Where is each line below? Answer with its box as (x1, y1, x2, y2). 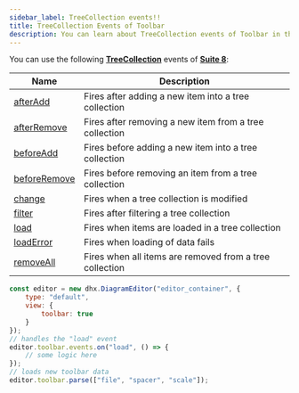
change (13, 192, 46, 205)
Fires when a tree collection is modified (83, 192, 248, 205)
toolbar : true (41, 309, 93, 318)
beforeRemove (13, 173, 76, 185)
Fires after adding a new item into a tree (83, 90, 250, 102)
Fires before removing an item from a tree (83, 167, 258, 179)
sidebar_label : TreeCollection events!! (9, 12, 162, 22)
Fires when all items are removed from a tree (83, 250, 271, 263)
